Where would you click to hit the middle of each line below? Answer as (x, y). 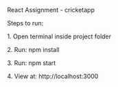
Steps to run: (25, 23)
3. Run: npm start (32, 63)
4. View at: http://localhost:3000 (53, 76)
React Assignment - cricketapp (51, 10)
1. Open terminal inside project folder (59, 36)
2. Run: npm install (33, 50)
